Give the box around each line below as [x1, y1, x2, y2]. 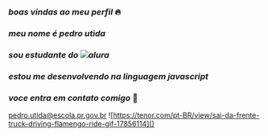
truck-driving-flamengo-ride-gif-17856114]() [8, 118, 155, 128]
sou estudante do [8, 49, 79, 60]
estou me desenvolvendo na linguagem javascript [8, 70, 209, 82]
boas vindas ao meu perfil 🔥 [8, 6, 122, 18]
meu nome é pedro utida [8, 27, 106, 38]
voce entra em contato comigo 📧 [8, 92, 138, 103]
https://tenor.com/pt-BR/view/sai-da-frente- [113, 110, 260, 120]
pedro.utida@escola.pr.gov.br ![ [8, 110, 114, 120]
